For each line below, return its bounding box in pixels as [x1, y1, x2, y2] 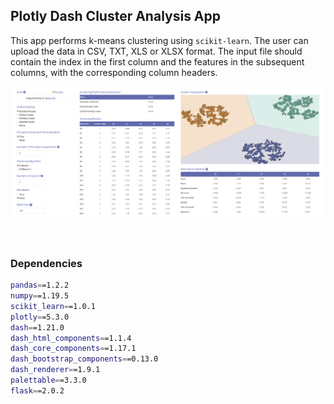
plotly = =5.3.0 [10, 312, 70, 322]
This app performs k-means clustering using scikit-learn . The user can [10, 34, 309, 46]
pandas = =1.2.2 [10, 280, 70, 291]
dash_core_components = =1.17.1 [10, 344, 137, 354]
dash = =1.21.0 [10, 322, 65, 333]
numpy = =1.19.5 [10, 291, 70, 301]
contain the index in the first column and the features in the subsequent [10, 55, 305, 68]
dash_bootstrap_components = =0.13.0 [10, 354, 159, 364]
